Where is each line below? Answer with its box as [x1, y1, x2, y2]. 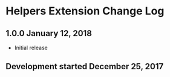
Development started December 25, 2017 [5, 61, 164, 72]
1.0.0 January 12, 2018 [5, 28, 92, 38]
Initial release [14, 44, 48, 51]
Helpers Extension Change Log [5, 4, 165, 18]
